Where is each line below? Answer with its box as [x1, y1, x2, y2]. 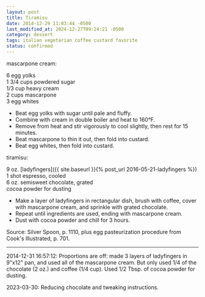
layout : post [6, 9, 40, 15]
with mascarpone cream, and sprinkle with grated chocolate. [15, 203, 168, 211]
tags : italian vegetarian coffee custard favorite [6, 37, 138, 43]
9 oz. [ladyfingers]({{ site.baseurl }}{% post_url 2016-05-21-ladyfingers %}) [6, 166, 197, 173]
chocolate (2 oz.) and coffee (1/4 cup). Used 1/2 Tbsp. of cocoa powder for [6, 265, 195, 273]
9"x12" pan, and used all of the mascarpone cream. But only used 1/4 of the [6, 258, 197, 266]
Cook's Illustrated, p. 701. [6, 235, 70, 242]
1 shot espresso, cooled [6, 172, 66, 179]
